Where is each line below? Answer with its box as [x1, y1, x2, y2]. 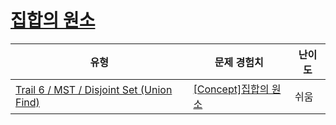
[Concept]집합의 [193, 82, 270, 96]
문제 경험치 [214, 55, 264, 69]
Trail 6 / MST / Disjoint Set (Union [15, 82, 173, 96]
